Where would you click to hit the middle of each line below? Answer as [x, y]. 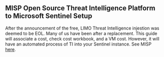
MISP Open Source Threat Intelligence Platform [80, 8]
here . [10, 49]
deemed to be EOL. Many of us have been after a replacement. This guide [81, 33]
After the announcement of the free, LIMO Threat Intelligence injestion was [82, 28]
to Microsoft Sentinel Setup [49, 16]
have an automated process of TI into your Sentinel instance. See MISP [78, 44]
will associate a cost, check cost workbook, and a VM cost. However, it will [82, 38]
